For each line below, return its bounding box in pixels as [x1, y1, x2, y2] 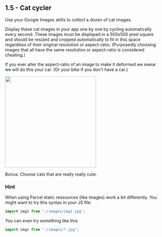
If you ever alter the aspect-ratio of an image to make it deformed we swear [5, 61, 157, 67]
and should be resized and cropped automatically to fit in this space [5, 36, 141, 42]
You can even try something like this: [5, 218, 79, 223]
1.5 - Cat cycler [5, 4, 52, 12]
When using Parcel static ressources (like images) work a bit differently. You [5, 194, 158, 201]
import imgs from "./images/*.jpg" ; [5, 227, 79, 232]
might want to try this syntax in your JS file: [5, 200, 92, 205]
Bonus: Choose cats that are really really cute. [5, 171, 97, 177]
